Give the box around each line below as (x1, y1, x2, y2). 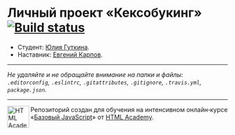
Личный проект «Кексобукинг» (7, 5, 202, 21)
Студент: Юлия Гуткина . (17, 43, 90, 51)
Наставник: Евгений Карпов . (17, 50, 103, 59)
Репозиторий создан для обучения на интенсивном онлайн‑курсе (30, 105, 228, 113)
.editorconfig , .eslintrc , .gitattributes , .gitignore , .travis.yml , (7, 78, 201, 86)
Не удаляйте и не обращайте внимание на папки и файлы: (7, 70, 183, 78)
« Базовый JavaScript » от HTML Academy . (30, 113, 154, 121)
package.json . (7, 85, 47, 94)
